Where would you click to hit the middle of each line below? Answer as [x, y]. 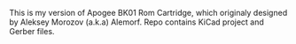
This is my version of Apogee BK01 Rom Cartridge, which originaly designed [148, 13]
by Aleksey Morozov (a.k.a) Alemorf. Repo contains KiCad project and [136, 22]
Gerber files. [32, 31]
